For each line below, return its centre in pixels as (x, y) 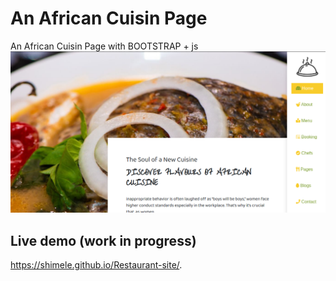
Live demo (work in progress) (103, 240)
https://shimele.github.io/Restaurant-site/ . (96, 265)
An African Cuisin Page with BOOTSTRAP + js (104, 46)
